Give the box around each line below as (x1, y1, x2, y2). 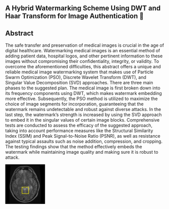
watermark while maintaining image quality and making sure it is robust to (5, 149, 158, 155)
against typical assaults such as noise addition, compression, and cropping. (5, 138, 163, 145)
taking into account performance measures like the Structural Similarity (5, 128, 153, 134)
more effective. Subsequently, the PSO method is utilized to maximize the (5, 95, 158, 102)
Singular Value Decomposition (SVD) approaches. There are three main (5, 80, 153, 86)
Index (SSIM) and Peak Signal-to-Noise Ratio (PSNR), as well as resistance (5, 133, 160, 139)
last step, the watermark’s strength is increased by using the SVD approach (5, 112, 162, 118)
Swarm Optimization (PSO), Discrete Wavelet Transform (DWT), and (5, 74, 146, 80)
